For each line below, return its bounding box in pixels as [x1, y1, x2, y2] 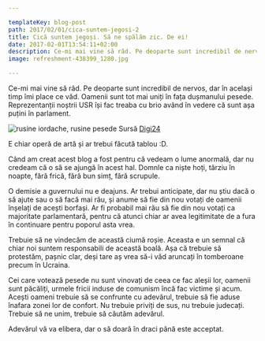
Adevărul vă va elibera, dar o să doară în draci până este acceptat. [8, 324, 224, 333]
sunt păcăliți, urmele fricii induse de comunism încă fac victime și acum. [8, 284, 243, 293]
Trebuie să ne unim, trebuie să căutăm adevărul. [8, 309, 165, 318]
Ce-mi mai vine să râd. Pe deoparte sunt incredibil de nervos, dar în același [8, 83, 252, 93]
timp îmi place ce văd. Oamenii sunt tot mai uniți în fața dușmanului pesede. [8, 92, 254, 101]
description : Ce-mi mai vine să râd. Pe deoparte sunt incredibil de [8, 48, 242, 56]
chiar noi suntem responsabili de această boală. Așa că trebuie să [8, 243, 222, 253]
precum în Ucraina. [8, 261, 70, 269]
